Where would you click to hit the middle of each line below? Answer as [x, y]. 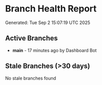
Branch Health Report [51, 9]
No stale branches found [31, 78]
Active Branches [31, 38]
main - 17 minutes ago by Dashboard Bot [54, 50]
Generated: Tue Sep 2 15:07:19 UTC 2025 [48, 22]
